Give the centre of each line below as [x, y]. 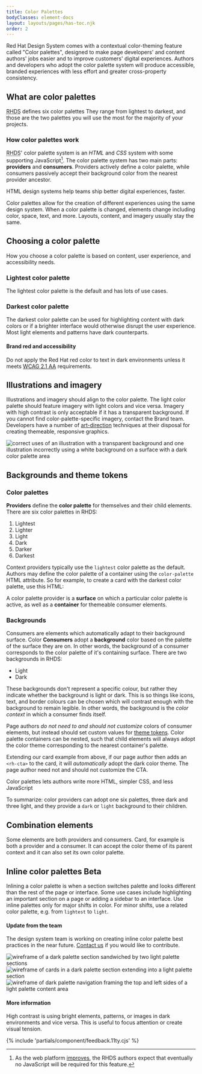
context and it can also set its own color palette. [66, 853]
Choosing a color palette [53, 241]
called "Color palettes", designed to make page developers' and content [96, 52]
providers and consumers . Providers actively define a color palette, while [98, 167]
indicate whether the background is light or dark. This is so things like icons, [100, 695]
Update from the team [34, 925]
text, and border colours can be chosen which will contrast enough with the [100, 702]
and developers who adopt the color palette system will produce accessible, [101, 65]
